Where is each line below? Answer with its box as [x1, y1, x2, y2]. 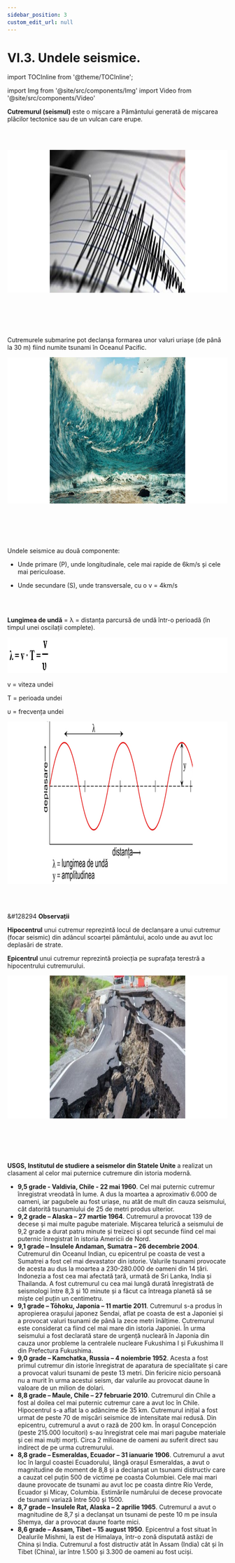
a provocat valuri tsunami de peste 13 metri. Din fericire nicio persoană [17, 1369, 222, 1377]
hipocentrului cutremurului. [7, 961, 85, 970]
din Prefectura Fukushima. [17, 1346, 94, 1355]
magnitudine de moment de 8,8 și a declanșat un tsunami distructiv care [17, 1466, 226, 1474]
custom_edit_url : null [7, 18, 73, 26]
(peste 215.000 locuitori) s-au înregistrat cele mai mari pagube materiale [17, 1428, 226, 1437]
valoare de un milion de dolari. [17, 1383, 105, 1392]
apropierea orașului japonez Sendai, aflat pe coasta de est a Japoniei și [17, 1309, 224, 1318]
